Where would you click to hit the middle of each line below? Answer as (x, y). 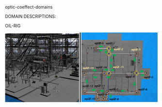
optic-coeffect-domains (29, 7)
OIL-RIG (13, 26)
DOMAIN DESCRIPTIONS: (31, 16)
